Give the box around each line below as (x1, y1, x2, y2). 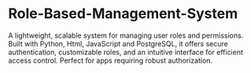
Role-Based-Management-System (8, 5, 238, 23)
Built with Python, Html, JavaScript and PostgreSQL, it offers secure (8, 38, 228, 48)
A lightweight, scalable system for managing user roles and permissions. (8, 31, 244, 40)
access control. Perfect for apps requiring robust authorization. (8, 56, 213, 65)
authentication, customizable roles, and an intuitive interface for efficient (8, 47, 244, 57)
